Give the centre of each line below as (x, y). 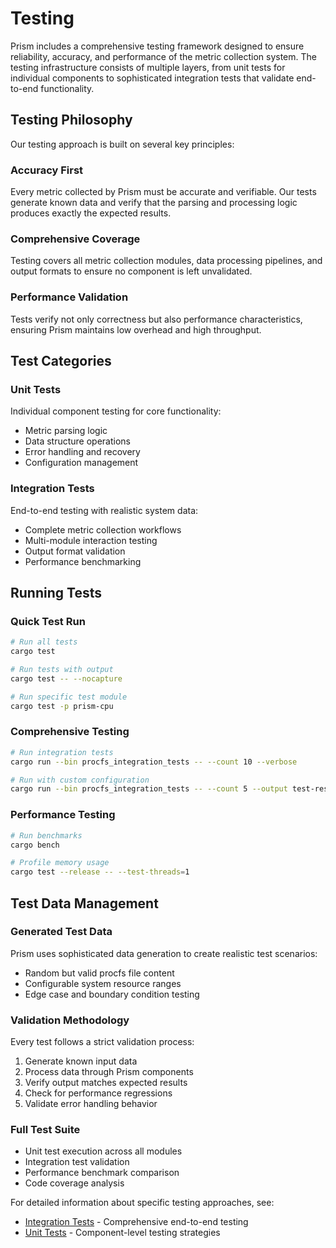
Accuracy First (47, 170)
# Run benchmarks (46, 835)
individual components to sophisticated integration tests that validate (152, 78)
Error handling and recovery (82, 452)
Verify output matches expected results (106, 1083)
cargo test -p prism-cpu (62, 706)
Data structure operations (78, 441)
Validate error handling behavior (91, 1104)
